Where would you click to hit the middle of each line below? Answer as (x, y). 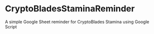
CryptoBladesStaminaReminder (70, 9)
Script (11, 26)
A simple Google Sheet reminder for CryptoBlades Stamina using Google (77, 22)
